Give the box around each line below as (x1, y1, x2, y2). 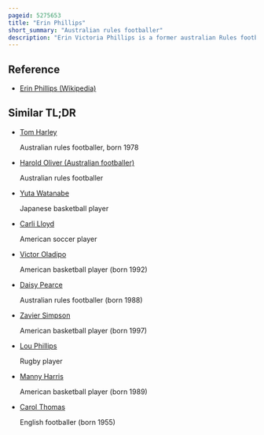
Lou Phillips (19, 340, 57, 351)
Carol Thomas (19, 402, 65, 411)
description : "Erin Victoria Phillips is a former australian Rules (8, 33, 237, 42)
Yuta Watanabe (19, 188, 69, 198)
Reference (8, 62, 60, 76)
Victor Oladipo (19, 249, 67, 258)
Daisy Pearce (19, 280, 63, 289)
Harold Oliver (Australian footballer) (19, 158, 135, 167)
